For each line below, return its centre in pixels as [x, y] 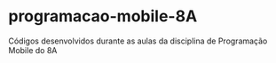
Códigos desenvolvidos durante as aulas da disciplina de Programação [138, 41]
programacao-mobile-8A [103, 16]
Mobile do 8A [33, 50]
